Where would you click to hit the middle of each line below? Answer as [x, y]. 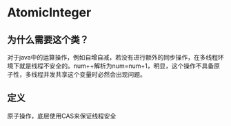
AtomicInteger [49, 13]
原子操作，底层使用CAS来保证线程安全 [62, 116]
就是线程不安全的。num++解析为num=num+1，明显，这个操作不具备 [117, 66]
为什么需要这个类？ [48, 39]
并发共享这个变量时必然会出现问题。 [94, 74]
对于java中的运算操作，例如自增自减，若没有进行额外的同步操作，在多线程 [113, 57]
